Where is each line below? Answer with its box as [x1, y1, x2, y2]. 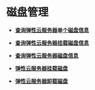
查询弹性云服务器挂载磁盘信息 [14, 39, 89, 46]
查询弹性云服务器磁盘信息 [14, 52, 79, 59]
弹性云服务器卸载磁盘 [14, 77, 68, 85]
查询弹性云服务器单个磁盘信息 [14, 26, 89, 34]
